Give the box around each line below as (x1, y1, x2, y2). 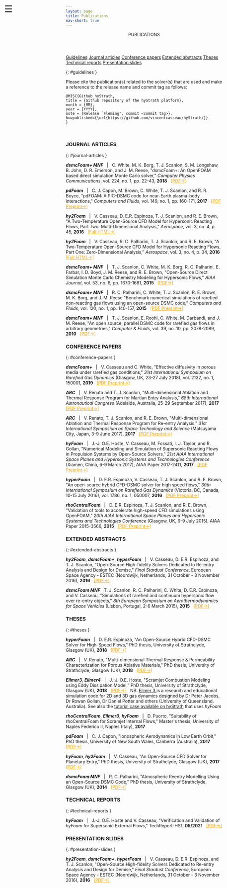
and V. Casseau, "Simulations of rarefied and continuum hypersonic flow (66, 593, 215, 599)
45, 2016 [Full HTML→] (66, 229, 116, 235)
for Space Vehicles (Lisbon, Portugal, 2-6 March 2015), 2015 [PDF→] (66, 603, 210, 609)
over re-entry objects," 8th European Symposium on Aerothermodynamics (66, 598, 219, 604)
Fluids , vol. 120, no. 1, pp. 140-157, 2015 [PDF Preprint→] (66, 305, 184, 311)
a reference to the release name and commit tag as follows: (66, 84, 187, 90)
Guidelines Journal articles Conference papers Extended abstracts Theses (66, 54, 219, 60)
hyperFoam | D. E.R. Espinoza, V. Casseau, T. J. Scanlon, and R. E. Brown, (66, 476, 223, 482)
